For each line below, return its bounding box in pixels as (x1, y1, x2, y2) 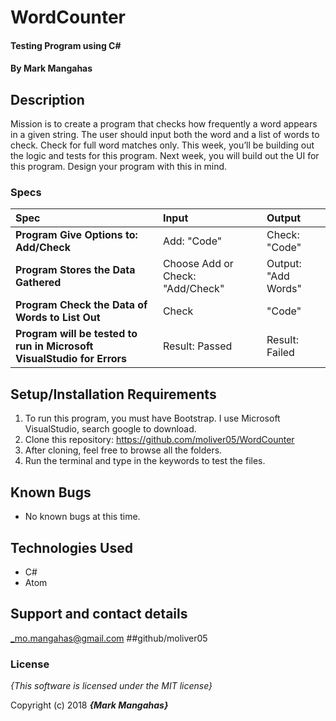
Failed (266, 346, 295, 360)
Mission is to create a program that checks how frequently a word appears (10, 118, 318, 130)
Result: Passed (162, 339, 233, 353)
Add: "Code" (162, 234, 223, 248)
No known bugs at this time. (24, 511, 141, 523)
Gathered (15, 276, 62, 290)
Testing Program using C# (10, 39, 122, 51)
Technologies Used (10, 539, 133, 556)
